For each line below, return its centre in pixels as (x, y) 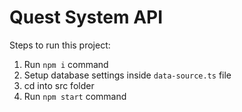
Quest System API (86, 17)
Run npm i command (66, 64)
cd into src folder (59, 85)
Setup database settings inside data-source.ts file (127, 75)
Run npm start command (75, 96)
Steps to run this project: (60, 45)
